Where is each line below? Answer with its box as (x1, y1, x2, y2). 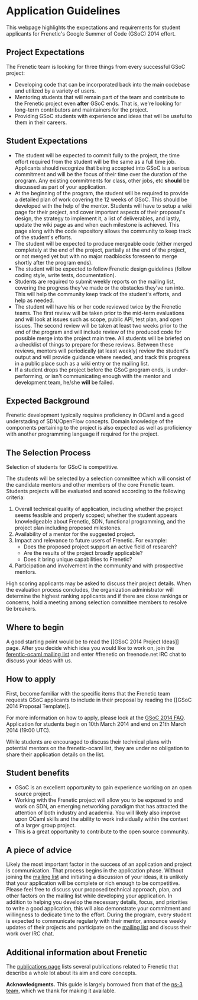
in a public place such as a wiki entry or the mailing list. (14, 360, 150, 367)
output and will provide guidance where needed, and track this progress (14, 353, 191, 360)
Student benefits (6, 768, 70, 778)
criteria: (6, 494, 25, 501)
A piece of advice (6, 845, 72, 855)
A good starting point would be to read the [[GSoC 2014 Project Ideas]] (6, 638, 179, 645)
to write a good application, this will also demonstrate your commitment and (6, 905, 191, 912)
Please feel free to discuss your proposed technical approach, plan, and (6, 886, 181, 893)
